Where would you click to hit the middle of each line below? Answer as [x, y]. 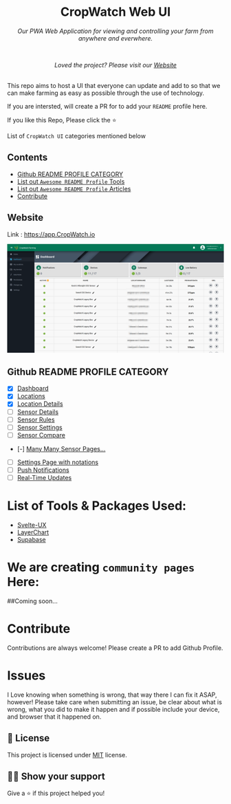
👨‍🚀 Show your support [56, 776]
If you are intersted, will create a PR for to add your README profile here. [107, 106]
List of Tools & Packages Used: [97, 506]
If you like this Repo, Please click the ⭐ [62, 120]
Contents [27, 158]
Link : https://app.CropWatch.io [51, 234]
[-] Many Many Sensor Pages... [61, 448]
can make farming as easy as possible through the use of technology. [106, 93]
